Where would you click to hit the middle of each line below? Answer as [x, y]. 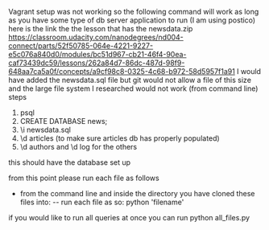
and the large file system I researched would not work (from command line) [133, 88]
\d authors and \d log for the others [79, 147]
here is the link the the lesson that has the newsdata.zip [101, 29]
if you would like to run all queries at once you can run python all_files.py [129, 218]
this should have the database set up [70, 162]
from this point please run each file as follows [84, 178]
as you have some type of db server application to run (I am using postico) [132, 20]
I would [249, 71]
